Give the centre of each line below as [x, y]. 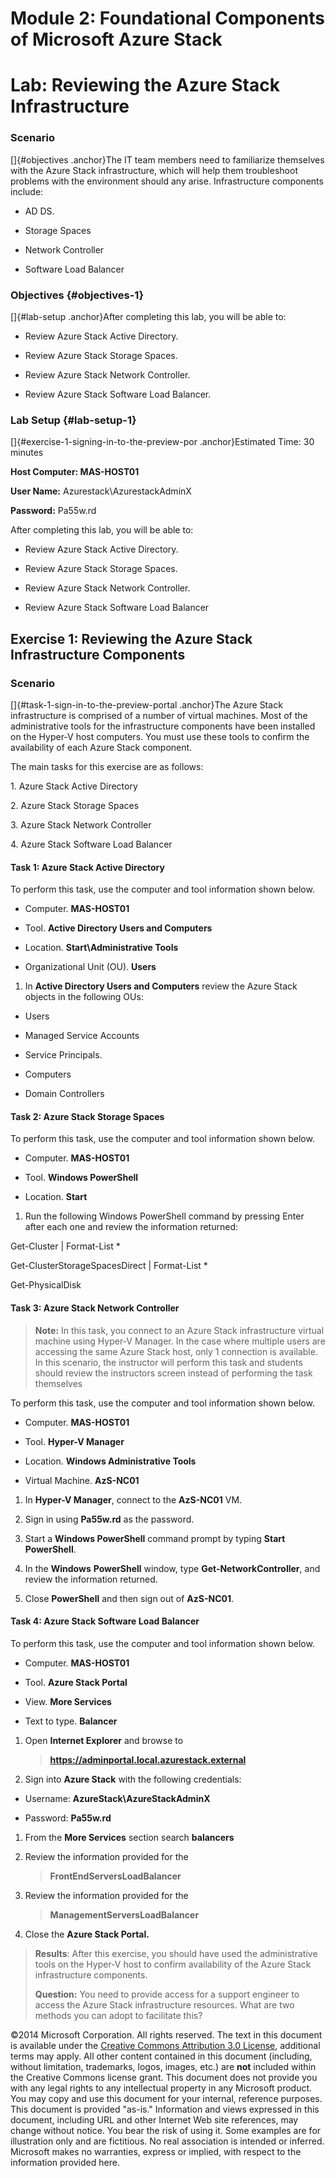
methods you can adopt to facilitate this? [118, 2015]
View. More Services [68, 1701]
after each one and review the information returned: [131, 1227]
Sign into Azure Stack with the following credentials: [133, 1779]
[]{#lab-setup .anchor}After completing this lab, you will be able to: [148, 316]
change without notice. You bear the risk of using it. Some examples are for [166, 2130]
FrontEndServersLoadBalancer [115, 1876]
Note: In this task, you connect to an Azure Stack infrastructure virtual [179, 1330]
